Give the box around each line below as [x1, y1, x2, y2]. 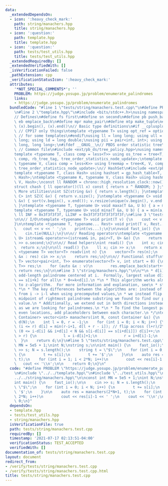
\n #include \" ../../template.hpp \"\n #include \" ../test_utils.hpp [14, 371, 155, 376]
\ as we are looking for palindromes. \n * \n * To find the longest [14, 305, 157, 311]
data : [5, 7, 16, 13]
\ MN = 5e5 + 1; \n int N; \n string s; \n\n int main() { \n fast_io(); [14, 343, 162, 348]
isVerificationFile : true [9, 422, 64, 427]
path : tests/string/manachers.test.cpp [9, 426, 93, 431]
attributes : [9, 82, 35, 87]
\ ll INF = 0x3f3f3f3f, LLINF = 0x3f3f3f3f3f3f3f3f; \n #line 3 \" [14, 212, 153, 217]
